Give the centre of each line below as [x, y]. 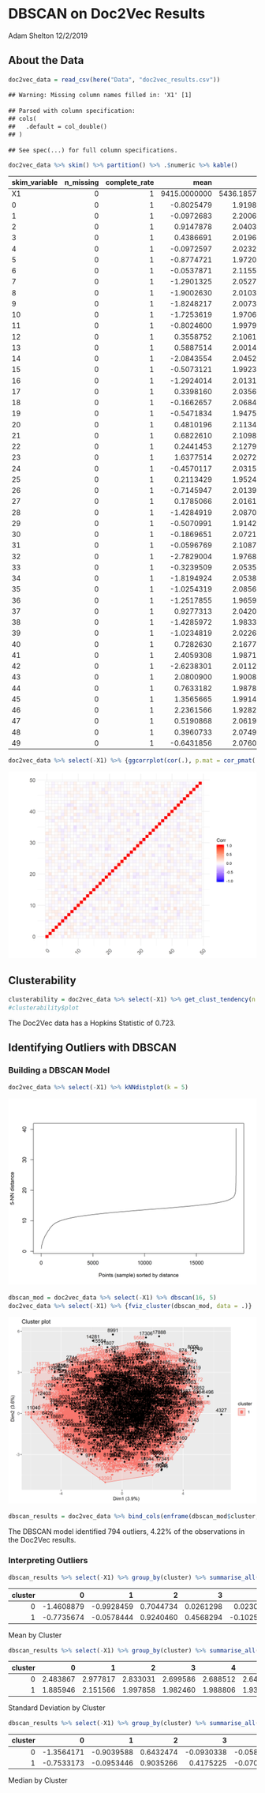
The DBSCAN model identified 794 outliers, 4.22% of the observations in [127, 1531]
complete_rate [130, 182]
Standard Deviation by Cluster [57, 1708]
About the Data [46, 60]
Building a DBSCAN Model [59, 1070]
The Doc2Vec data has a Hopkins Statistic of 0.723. [92, 1023]
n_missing [82, 182]
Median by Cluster [38, 1780]
